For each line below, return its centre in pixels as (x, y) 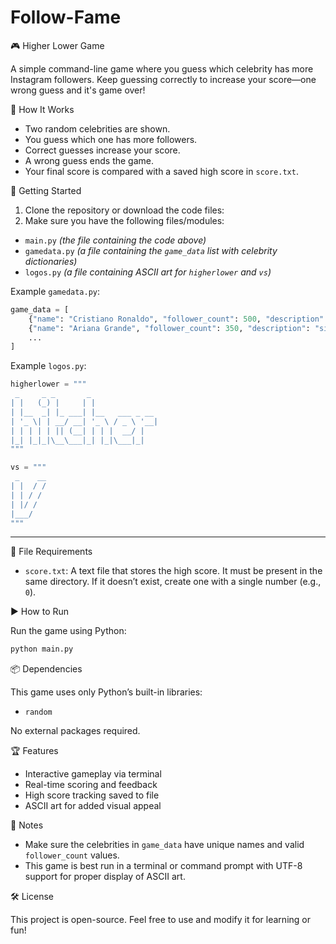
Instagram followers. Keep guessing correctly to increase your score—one (163, 79)
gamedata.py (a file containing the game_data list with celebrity (151, 250)
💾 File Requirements (51, 552)
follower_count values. (72, 855)
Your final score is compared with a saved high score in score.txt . (161, 171)
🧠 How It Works (42, 109)
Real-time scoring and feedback (91, 785)
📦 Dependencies (46, 669)
